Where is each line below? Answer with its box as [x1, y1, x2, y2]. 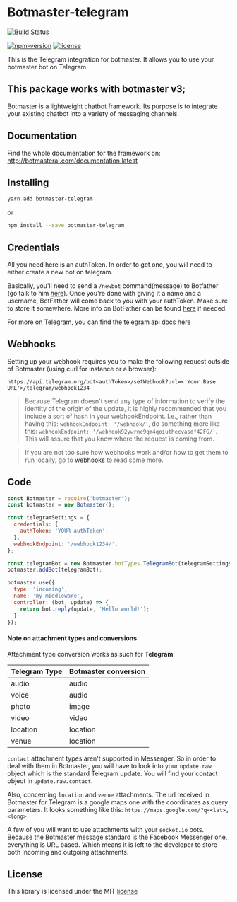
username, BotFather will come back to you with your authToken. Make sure [7, 296, 228, 305]
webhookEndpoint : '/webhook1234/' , [13, 540, 119, 548]
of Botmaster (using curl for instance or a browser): [7, 364, 157, 373]
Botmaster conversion [69, 666, 146, 676]
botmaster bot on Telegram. [7, 62, 88, 71]
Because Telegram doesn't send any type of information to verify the [24, 397, 226, 405]
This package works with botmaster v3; [7, 83, 186, 96]
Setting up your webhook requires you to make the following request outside [7, 357, 230, 365]
